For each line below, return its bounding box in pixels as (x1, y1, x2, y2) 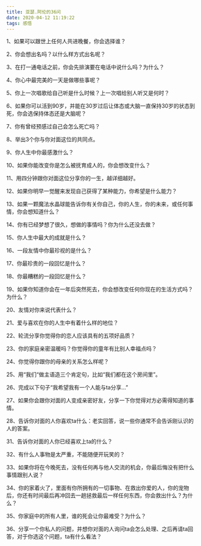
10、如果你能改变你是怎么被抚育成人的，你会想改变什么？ (6, 162, 151, 169)
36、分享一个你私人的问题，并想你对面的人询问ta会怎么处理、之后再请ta (6, 525, 188, 533)
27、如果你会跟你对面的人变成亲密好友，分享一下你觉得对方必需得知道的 (6, 397, 189, 404)
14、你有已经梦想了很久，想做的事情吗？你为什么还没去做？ (6, 221, 157, 228)
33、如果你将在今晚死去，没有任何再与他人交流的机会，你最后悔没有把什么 (6, 464, 195, 471)
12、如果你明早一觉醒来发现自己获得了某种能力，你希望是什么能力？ (6, 187, 178, 195)
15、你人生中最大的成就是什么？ (6, 234, 86, 241)
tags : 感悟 (6, 20, 32, 26)
